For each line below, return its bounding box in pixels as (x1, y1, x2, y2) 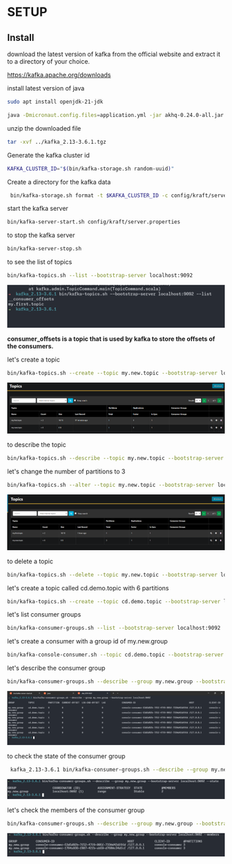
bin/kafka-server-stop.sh (7, 245, 81, 252)
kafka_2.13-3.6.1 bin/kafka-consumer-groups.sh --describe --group (10, 767, 209, 773)
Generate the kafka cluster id (7, 151, 90, 159)
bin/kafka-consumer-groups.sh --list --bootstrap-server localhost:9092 (7, 625, 221, 632)
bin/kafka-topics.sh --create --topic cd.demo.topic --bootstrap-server (7, 598, 221, 605)
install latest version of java (7, 84, 85, 92)
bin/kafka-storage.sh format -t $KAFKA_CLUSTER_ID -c (10, 191, 168, 199)
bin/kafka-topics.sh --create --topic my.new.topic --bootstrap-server (7, 369, 217, 377)
